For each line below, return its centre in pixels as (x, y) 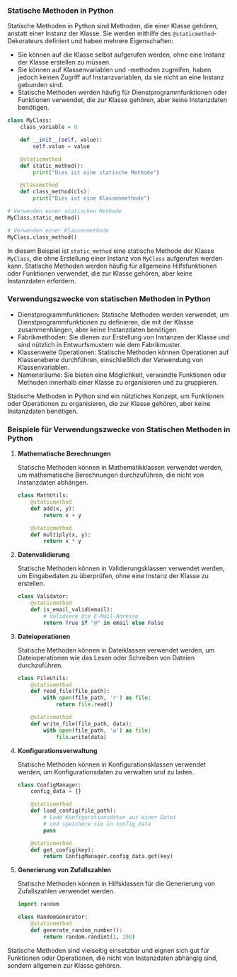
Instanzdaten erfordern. (42, 281)
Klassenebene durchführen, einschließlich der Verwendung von (110, 359)
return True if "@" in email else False (104, 623)
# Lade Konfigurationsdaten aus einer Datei (110, 818)
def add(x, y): (53, 509)
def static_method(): (52, 166)
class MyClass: (30, 120)
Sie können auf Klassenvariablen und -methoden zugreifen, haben (114, 70)
